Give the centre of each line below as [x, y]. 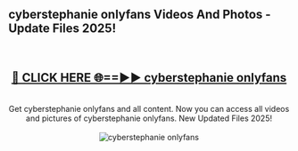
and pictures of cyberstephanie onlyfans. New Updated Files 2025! [149, 118]
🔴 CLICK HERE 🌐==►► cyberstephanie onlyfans [149, 78]
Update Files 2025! [62, 29]
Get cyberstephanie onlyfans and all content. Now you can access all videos [149, 108]
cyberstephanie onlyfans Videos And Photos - [140, 15]
